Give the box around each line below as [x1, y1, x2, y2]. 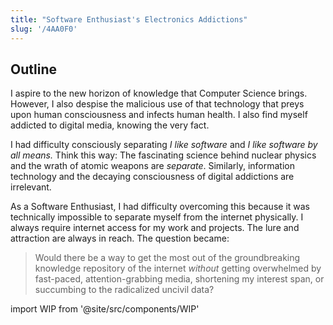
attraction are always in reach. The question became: [10, 232, 230, 245]
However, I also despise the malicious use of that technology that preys [10, 98, 305, 110]
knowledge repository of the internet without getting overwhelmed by [34, 262, 322, 275]
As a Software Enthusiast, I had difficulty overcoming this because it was [10, 201, 311, 213]
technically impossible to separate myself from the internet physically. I [10, 211, 304, 223]
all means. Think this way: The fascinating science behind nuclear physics [10, 149, 317, 161]
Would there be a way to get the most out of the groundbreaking [34, 252, 301, 264]
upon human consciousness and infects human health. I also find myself [10, 109, 308, 121]
